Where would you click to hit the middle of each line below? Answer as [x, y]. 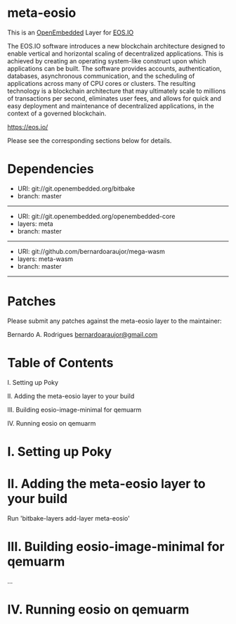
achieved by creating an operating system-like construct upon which [107, 61]
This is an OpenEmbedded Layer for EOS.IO [71, 32]
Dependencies [51, 169]
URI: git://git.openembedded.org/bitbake [76, 189]
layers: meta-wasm [45, 259]
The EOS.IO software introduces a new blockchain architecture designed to [116, 46]
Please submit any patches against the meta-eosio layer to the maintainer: [114, 321]
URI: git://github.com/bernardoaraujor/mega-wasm [91, 251]
